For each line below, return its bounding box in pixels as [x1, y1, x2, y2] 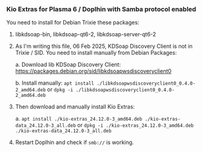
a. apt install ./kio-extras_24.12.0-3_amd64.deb [15, 115, 143, 123]
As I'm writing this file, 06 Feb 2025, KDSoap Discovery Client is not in [15, 42, 193, 50]
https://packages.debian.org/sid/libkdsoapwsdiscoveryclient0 [15, 67, 172, 75]
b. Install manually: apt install [15, 79, 94, 87]
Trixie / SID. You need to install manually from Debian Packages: [15, 49, 178, 56]
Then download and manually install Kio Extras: [15, 103, 135, 110]
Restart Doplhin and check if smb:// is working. [15, 139, 134, 146]
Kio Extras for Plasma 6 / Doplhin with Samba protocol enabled [6, 5, 196, 13]
